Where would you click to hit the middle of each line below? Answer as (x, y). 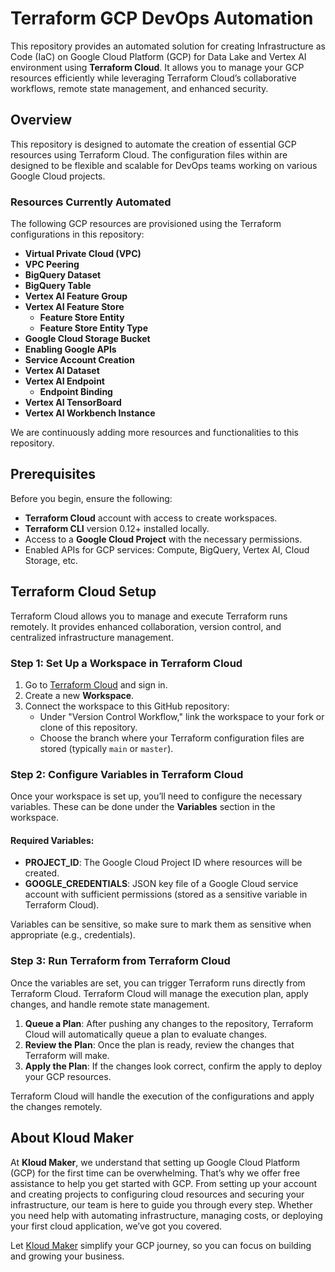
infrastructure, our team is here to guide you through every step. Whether (161, 1204)
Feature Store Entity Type (94, 328)
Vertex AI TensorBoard (73, 403)
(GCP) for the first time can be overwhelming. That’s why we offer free (155, 1173)
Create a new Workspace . (79, 695)
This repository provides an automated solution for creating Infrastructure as (168, 46)
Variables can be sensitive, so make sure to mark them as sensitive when (161, 924)
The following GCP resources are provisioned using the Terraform (146, 224)
